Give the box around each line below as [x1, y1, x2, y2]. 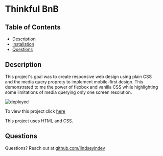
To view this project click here [5, 108, 66, 114]
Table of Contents [5, 23, 61, 31]
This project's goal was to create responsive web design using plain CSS [5, 74, 152, 79]
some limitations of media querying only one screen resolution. [5, 89, 132, 95]
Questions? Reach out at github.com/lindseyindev [5, 145, 105, 151]
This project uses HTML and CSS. [5, 118, 73, 124]
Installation [12, 41, 35, 47]
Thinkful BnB [5, 3, 59, 15]
